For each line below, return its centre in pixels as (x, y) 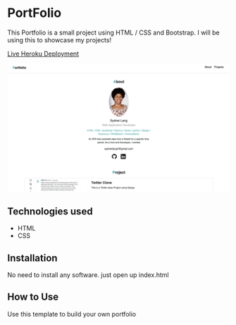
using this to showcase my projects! (59, 39)
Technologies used (50, 211)
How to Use (33, 297)
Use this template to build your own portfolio (72, 314)
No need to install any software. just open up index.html (88, 275)
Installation (32, 258)
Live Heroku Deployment (43, 54)
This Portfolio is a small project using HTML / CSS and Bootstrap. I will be (113, 32)
